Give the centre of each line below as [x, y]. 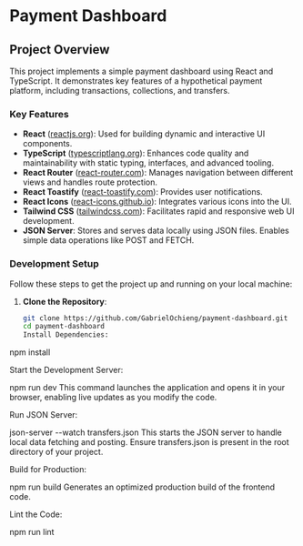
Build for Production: [48, 470]
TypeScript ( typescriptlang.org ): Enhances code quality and [136, 153]
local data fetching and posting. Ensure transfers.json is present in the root [149, 442]
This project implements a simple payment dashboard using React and [141, 71]
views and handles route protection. [90, 182]
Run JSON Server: [44, 415]
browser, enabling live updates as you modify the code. [113, 398]
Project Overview [60, 50]
